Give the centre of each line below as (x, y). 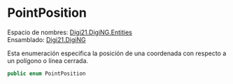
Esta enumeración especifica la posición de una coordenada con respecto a (117, 53)
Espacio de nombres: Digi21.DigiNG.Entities (70, 32)
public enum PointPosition (47, 73)
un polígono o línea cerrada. (48, 60)
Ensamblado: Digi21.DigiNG (47, 39)
